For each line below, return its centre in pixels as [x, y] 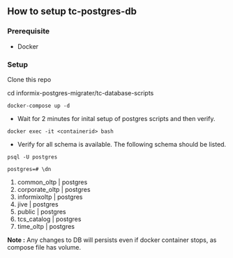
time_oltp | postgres [46, 226]
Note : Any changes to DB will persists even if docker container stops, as [112, 240]
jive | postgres [38, 204]
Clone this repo [29, 79]
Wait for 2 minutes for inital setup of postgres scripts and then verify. [116, 118]
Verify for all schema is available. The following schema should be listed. [122, 144]
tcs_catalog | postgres [49, 219]
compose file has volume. [44, 247]
